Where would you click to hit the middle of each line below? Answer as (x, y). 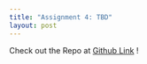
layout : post (33, 25)
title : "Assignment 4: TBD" (61, 17)
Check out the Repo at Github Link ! (74, 50)
